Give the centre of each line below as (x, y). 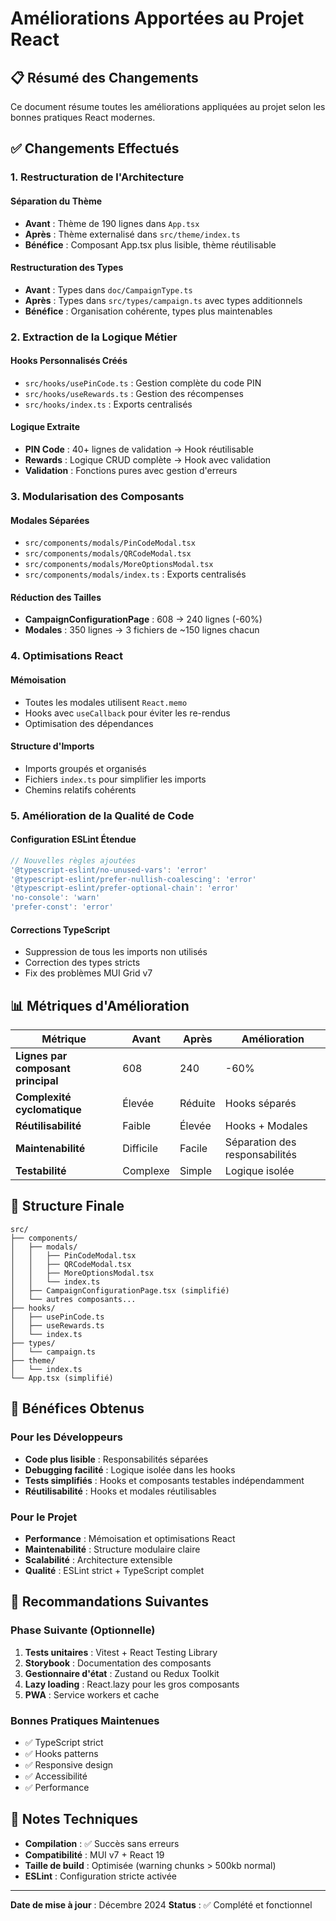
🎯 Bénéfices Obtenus (77, 1408)
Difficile (140, 1149)
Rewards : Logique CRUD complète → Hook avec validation (148, 460)
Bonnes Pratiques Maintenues (85, 1720)
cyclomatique (48, 1110)
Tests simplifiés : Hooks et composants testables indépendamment (164, 1480)
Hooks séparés (260, 1104)
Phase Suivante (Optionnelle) (83, 1630)
